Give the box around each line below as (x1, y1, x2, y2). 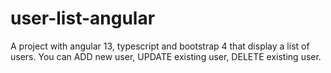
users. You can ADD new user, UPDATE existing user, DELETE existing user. (10, 50, 322, 62)
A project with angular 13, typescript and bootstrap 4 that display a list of (10, 40, 310, 52)
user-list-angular (10, 7, 156, 30)
